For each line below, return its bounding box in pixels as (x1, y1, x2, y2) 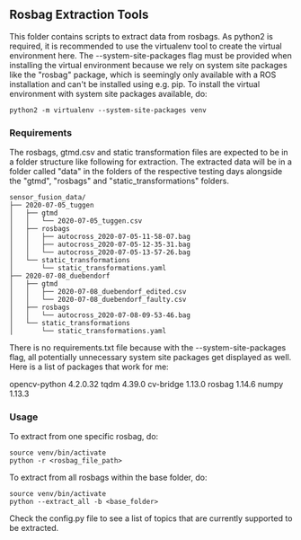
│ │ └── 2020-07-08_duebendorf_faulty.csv (9, 296, 187, 305)
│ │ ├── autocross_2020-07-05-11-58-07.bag (9, 233, 191, 242)
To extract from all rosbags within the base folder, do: (9, 472, 208, 483)
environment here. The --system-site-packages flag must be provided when (9, 49, 292, 61)
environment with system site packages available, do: (9, 88, 208, 99)
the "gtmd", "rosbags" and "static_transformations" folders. (9, 175, 230, 187)
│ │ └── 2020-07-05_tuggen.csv (9, 217, 143, 226)
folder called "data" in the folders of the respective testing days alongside (9, 166, 283, 177)
